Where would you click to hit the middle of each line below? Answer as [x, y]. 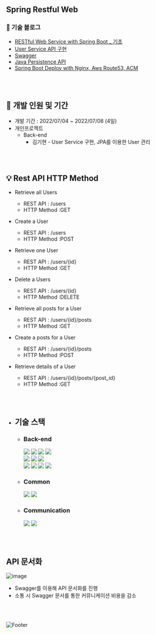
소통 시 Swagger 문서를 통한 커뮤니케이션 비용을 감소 [75, 596]
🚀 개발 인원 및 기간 [37, 106]
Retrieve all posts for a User [48, 309]
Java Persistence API [40, 62]
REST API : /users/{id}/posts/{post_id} [69, 378]
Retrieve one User [36, 251]
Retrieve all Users [36, 192]
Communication [47, 510]
